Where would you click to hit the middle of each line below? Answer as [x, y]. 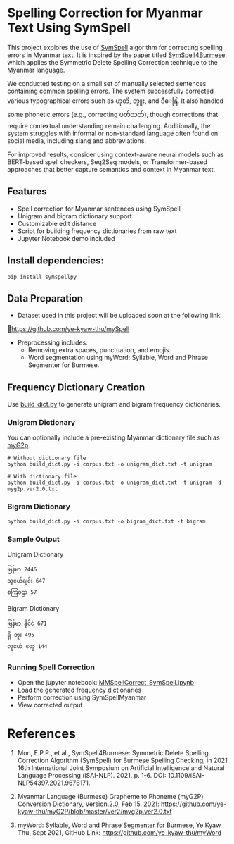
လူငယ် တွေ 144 [27, 647]
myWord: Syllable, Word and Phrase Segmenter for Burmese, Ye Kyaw [119, 825]
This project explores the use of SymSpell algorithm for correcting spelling [115, 47]
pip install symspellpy [42, 277]
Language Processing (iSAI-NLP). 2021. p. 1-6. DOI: [92, 776]
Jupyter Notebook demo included [66, 238]
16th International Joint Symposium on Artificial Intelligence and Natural [121, 768]
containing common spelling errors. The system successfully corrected [111, 91]
